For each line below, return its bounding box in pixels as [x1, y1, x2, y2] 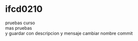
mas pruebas [5, 25, 32, 31]
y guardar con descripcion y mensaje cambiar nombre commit [5, 30, 133, 36]
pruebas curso [5, 20, 35, 26]
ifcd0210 [5, 3, 43, 15]
